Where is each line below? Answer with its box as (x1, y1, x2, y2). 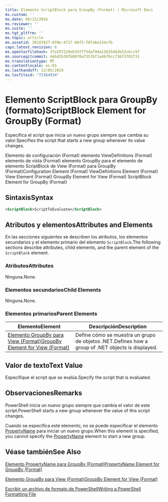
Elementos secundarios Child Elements (5, 286, 101, 293)
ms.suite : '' (5, 26, 32, 31)
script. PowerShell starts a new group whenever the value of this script (5, 407, 150, 413)
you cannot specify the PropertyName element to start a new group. (5, 433, 146, 439)
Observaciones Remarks (5, 389, 82, 397)
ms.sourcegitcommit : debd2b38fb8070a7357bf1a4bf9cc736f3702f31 (5, 54, 140, 59)
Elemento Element (17, 323, 61, 330)
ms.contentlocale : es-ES (5, 63, 57, 68)
